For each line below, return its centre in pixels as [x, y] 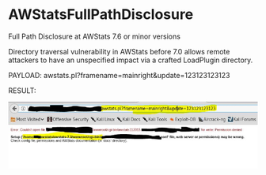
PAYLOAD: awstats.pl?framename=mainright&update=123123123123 [119, 75]
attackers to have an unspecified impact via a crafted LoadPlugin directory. [131, 60]
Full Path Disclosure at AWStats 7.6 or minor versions [94, 36]
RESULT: [22, 90]
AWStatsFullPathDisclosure [101, 15]
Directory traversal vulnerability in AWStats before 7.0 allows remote [119, 51]
